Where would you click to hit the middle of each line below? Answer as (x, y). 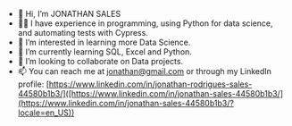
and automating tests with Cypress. (83, 33)
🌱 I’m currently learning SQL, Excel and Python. (104, 52)
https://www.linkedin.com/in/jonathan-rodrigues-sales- (150, 84)
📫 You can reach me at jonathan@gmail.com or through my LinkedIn (145, 71)
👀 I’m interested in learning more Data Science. (104, 42)
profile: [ (33, 84)
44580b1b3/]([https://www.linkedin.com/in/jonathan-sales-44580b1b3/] (150, 93)
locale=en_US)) (46, 113)
